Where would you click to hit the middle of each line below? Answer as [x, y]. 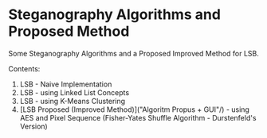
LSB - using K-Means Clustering [73, 101]
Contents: [24, 68]
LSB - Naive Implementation [66, 84]
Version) [33, 126]
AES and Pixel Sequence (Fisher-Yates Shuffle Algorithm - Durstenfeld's [138, 117]
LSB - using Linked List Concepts [75, 92]
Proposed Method [69, 31]
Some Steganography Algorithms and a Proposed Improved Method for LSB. [133, 53]
